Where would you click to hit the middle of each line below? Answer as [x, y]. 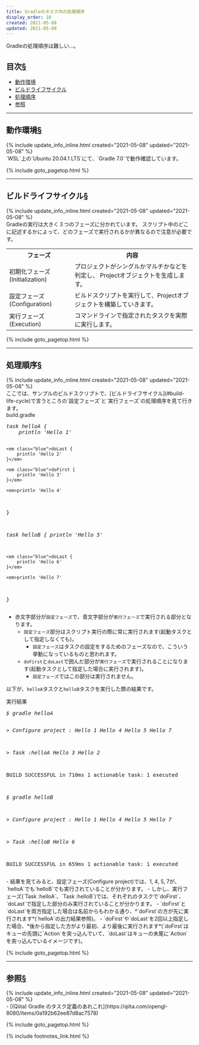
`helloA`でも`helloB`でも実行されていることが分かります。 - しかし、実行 [94, 889]
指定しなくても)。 [56, 639]
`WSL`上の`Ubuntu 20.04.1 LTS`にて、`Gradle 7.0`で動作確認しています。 [94, 158]
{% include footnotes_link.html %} [48, 1036]
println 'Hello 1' [45, 432]
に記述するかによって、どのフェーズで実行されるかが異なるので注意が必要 [97, 231]
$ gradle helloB [30, 797]
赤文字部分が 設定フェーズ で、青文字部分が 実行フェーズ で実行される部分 [98, 617]
